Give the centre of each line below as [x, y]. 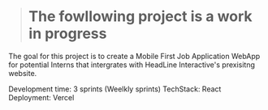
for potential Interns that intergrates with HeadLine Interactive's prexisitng [132, 65]
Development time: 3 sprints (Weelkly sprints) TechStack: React [115, 89]
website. [23, 73]
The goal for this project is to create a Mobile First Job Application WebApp [134, 56]
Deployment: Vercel [41, 97]
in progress [67, 34]
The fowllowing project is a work [140, 17]
